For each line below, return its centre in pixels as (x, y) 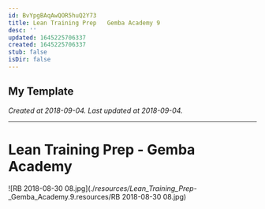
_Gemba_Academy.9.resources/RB (64, 196)
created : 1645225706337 (47, 45)
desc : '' (22, 30)
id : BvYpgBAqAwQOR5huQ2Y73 (52, 15)
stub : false (28, 52)
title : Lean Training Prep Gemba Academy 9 (84, 23)
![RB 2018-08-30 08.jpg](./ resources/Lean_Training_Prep (101, 188)
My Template (41, 91)
